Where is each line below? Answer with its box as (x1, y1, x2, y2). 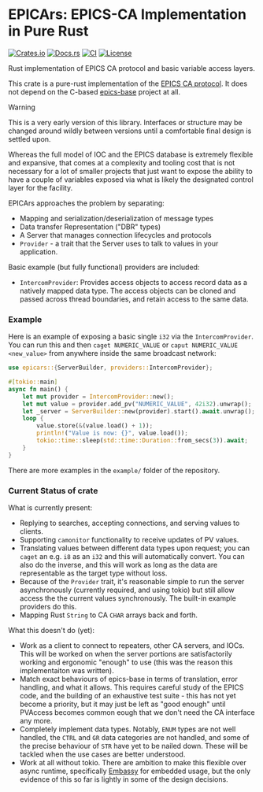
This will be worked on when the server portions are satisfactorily (19, 650, 232, 659)
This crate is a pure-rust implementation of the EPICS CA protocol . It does (8, 79, 248, 88)
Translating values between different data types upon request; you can (19, 543, 250, 553)
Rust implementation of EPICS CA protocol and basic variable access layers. (8, 63, 256, 72)
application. (19, 246, 58, 257)
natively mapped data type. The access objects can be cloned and (19, 286, 236, 295)
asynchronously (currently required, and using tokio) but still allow (19, 585, 235, 595)
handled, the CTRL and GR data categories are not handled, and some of (19, 733, 250, 742)
